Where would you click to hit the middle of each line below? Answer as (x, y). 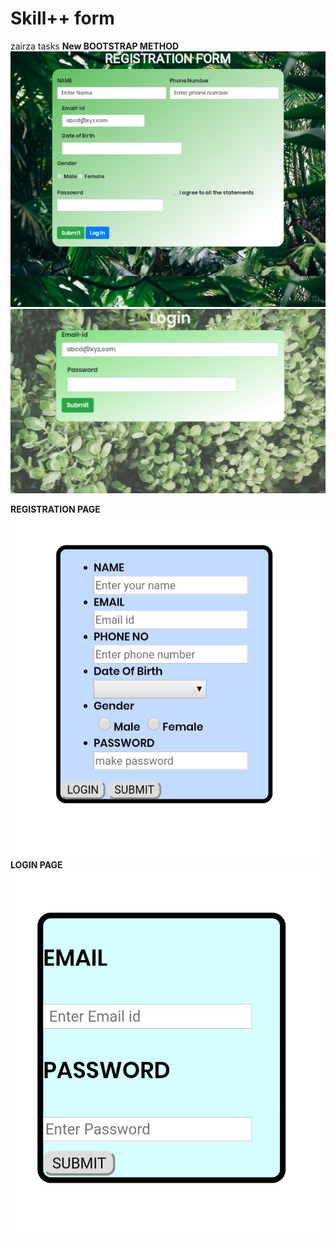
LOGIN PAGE (36, 864)
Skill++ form (62, 18)
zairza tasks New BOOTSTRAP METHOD (95, 46)
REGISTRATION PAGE (55, 509)
